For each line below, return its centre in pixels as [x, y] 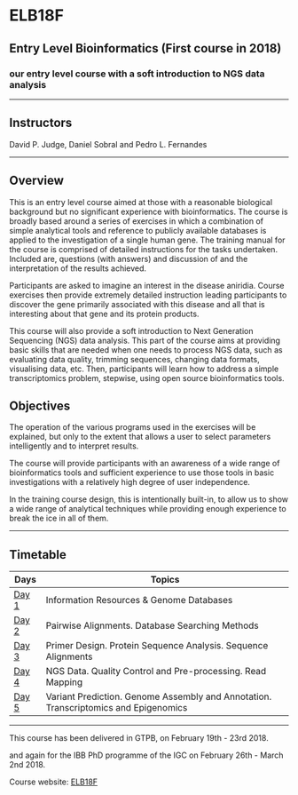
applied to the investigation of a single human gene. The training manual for [147, 240]
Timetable [38, 555]
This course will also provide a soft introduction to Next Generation [131, 330]
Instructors [41, 123]
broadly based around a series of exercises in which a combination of [137, 221]
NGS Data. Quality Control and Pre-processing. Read [156, 672]
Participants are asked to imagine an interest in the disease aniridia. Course [147, 285]
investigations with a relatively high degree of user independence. [130, 482]
